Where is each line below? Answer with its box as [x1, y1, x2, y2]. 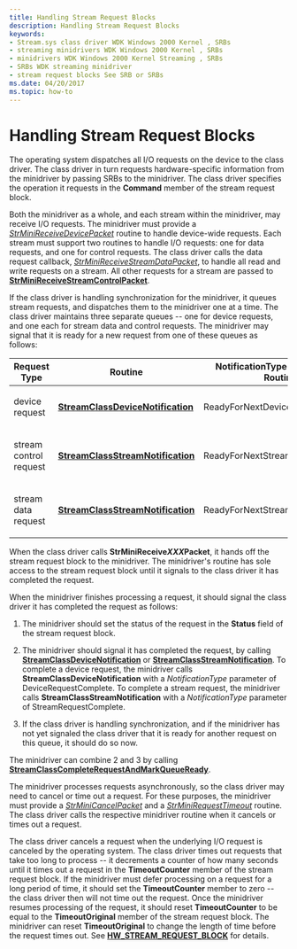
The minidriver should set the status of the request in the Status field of [21, 618, 284, 629]
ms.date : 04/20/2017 [9, 79, 86, 88]
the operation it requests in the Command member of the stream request [9, 183, 276, 193]
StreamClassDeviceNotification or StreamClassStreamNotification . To [21, 655, 286, 665]
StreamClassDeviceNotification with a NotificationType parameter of [21, 673, 277, 684]
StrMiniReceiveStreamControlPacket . [9, 276, 150, 286]
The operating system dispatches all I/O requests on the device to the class [9, 154, 285, 165]
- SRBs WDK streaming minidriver [9, 63, 133, 72]
